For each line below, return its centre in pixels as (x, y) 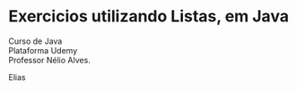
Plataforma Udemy (43, 50)
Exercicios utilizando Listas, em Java (148, 16)
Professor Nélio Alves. (49, 60)
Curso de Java (35, 41)
